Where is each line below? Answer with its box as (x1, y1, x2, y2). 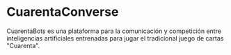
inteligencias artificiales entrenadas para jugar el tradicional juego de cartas (6, 34, 224, 42)
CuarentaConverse (6, 4, 119, 20)
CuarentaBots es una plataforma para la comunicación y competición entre (6, 27, 222, 35)
